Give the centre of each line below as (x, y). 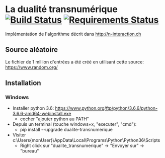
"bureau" (29, 151)
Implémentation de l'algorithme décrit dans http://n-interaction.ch (73, 34)
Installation (23, 83)
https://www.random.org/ (31, 67)
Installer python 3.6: (33, 108)
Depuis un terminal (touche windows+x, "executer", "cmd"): (74, 124)
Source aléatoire (31, 50)
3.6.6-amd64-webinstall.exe (42, 114)
